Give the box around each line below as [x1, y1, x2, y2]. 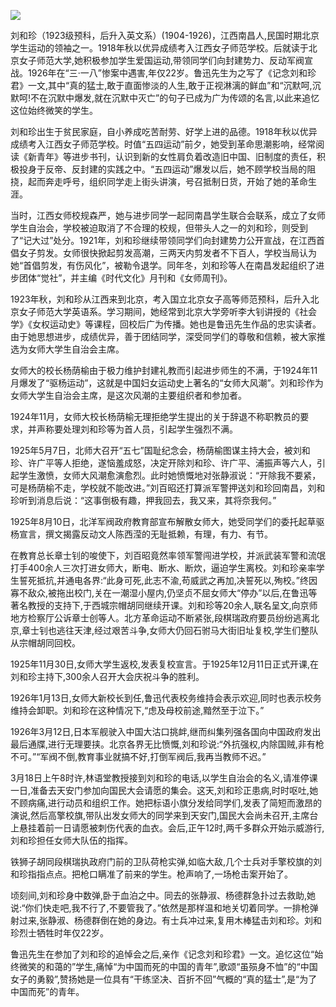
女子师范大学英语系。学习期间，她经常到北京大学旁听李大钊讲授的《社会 [18, 306, 317, 317]
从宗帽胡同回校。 [10, 637, 81, 649]
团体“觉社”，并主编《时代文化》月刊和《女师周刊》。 [18, 272, 233, 284]
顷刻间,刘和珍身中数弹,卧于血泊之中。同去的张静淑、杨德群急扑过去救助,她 [10, 890, 317, 901]
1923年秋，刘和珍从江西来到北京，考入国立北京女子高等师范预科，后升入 [10, 293, 311, 305]
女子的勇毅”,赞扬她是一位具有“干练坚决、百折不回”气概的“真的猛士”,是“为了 [10, 973, 318, 985]
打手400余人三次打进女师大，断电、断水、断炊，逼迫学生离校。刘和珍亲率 [10, 562, 317, 574]
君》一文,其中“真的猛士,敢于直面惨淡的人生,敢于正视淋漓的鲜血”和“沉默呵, [10, 80, 313, 91]
